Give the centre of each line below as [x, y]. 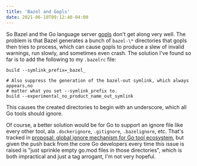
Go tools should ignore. [35, 113]
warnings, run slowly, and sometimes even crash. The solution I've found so [98, 53]
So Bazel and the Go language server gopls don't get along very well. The [96, 34]
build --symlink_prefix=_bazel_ [46, 70]
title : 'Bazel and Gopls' [38, 12]
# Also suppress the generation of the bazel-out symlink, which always [98, 81]
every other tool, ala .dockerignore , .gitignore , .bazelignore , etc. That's [95, 131]
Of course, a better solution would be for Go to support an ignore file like [95, 124]
